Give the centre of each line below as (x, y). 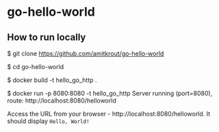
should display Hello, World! (49, 121)
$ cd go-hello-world (35, 67)
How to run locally (47, 37)
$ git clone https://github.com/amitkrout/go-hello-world (86, 53)
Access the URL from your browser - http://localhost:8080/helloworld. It (109, 114)
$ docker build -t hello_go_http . (52, 80)
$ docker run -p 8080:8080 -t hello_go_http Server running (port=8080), (110, 93)
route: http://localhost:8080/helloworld (62, 101)
